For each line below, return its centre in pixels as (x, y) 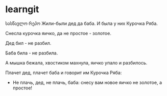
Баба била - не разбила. (32, 53)
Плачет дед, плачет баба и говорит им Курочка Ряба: (64, 73)
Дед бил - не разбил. (28, 43)
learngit (22, 9)
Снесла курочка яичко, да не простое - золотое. (58, 33)
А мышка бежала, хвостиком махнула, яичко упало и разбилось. (76, 62)
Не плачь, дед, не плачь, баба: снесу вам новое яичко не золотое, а (87, 82)
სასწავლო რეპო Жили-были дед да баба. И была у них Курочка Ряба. (82, 23)
